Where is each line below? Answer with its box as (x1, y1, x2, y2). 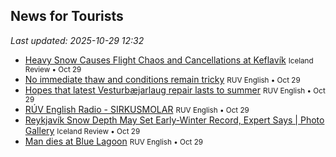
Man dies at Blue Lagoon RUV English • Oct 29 (24, 135, 203, 147)
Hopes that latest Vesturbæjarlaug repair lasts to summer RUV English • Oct (24, 84, 326, 96)
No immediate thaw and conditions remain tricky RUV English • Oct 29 (24, 73, 301, 85)
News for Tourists (10, 8, 124, 25)
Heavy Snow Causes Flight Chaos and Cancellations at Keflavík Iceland (24, 54, 314, 66)
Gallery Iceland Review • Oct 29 (24, 124, 141, 136)
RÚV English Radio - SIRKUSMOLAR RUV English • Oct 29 (24, 103, 250, 115)
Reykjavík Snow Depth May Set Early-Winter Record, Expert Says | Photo (24, 114, 325, 126)
